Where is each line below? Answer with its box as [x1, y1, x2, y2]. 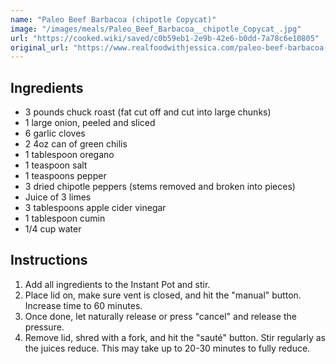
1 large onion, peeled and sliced [24, 117, 156, 129]
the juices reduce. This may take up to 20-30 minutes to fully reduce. [24, 342, 311, 354]
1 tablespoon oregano [24, 149, 115, 161]
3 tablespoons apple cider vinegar [24, 202, 167, 214]
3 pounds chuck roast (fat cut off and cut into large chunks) [24, 106, 272, 118]
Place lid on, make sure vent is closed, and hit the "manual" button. [24, 289, 302, 301]
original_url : [10, 42, 70, 53]
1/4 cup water [24, 223, 82, 235]
